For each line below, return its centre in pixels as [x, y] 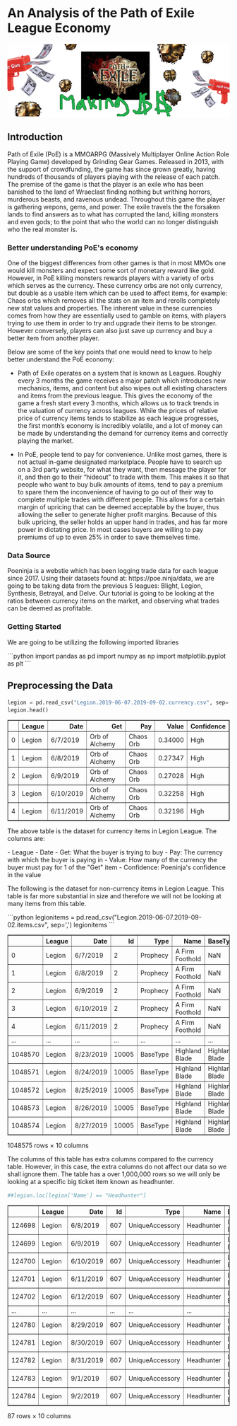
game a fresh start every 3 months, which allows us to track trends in [118, 403]
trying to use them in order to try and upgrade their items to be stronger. [112, 323]
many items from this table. [47, 904]
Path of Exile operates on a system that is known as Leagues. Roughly [119, 373]
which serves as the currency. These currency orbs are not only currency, [115, 286]
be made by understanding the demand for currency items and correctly [122, 434]
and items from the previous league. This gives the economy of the [115, 396]
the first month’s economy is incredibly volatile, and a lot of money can [120, 426]
